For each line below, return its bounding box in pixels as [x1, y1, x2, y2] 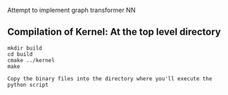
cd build [7, 50, 33, 58]
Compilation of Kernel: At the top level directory [7, 26, 222, 38]
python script [7, 81, 49, 88]
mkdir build [7, 45, 42, 52]
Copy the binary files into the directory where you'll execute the [7, 75, 213, 82]
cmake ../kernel [7, 57, 55, 64]
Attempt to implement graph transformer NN [7, 6, 136, 14]
